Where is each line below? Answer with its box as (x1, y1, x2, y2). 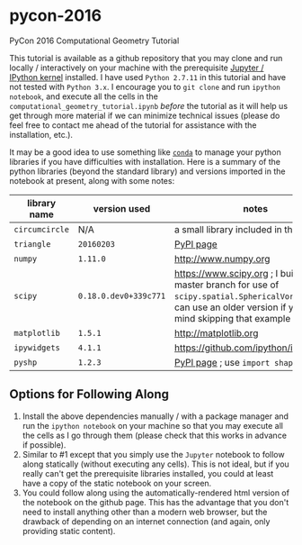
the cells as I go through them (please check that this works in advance (22, 430, 288, 441)
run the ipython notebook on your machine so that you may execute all (22, 420, 283, 431)
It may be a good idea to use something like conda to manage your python (9, 146, 281, 158)
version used (93, 202, 151, 214)
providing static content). (22, 525, 116, 536)
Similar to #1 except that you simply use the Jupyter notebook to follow (22, 449, 285, 459)
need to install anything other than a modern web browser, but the (22, 506, 268, 517)
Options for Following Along (9, 386, 169, 402)
